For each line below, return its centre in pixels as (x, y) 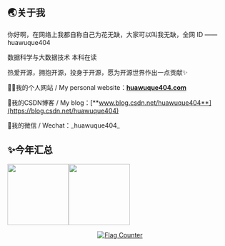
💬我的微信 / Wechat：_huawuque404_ (64, 125)
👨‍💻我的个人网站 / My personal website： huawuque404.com (97, 87)
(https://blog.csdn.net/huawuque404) (63, 111)
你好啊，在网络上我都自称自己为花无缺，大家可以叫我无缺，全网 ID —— (112, 34)
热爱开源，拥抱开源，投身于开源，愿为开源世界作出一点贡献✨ (97, 72)
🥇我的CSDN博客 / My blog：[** (53, 103)
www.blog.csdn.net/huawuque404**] (155, 103)
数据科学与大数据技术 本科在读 (52, 57)
